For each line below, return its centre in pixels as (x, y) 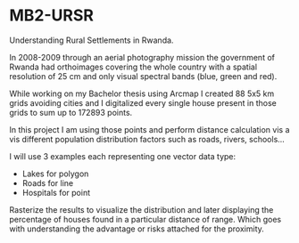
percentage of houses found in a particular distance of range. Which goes (145, 219)
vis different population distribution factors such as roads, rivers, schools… (147, 139)
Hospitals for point (56, 192)
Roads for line (48, 182)
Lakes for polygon (55, 174)
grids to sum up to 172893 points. (71, 112)
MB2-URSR (51, 16)
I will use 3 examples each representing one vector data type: (123, 156)
